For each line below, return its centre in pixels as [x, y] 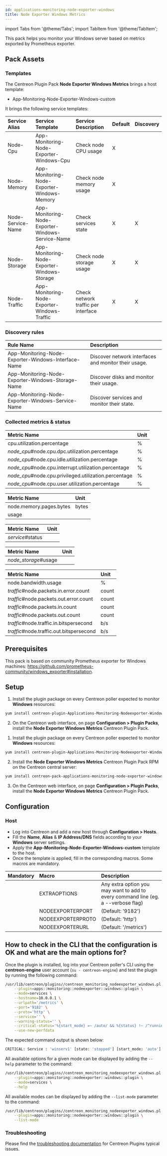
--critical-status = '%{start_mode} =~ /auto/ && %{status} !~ [79, 1026]
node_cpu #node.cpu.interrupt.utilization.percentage [68, 467]
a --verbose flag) [122, 903]
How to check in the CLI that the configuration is [81, 945]
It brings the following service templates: [47, 109]
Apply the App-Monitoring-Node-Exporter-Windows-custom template [86, 847]
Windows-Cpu [53, 161]
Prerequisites [26, 649]
